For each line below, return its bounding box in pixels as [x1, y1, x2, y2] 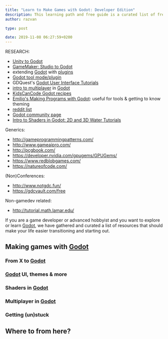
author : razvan [5, 17, 37, 22]
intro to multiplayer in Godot [12, 85, 70, 91]
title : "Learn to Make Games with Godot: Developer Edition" [5, 7, 135, 13]
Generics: [5, 127, 25, 133]
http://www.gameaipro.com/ [12, 142, 71, 148]
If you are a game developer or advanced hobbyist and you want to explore [5, 217, 160, 223]
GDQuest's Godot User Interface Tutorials [12, 80, 99, 86]
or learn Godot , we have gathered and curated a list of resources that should [5, 222, 163, 229]
